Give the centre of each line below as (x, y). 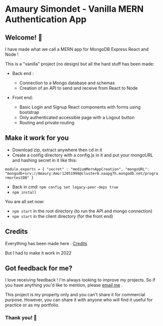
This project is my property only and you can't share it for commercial (75, 295)
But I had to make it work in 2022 (38, 253)
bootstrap (29, 112)
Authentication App (46, 19)
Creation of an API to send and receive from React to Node (79, 88)
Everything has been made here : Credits (46, 243)
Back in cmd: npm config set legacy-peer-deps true (65, 186)
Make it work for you (37, 138)
